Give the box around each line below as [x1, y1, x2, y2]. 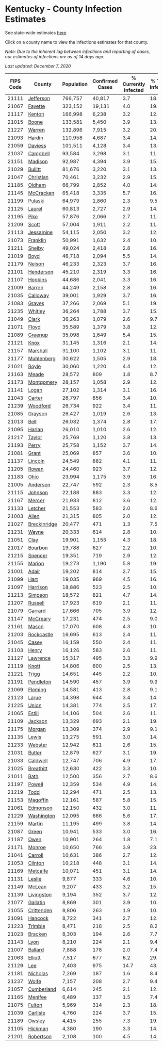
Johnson [28, 489, 49, 496]
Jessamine [28, 229, 53, 236]
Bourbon [28, 544, 48, 551]
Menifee [28, 994, 47, 1000]
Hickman [28, 1025, 49, 1032]
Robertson [28, 1033, 52, 1040]
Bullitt [28, 166, 41, 173]
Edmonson [28, 804, 52, 811]
